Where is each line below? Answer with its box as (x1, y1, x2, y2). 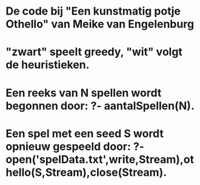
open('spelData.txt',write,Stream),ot (5, 152, 195, 166)
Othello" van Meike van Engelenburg (5, 17, 195, 31)
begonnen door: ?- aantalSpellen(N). (5, 99, 195, 113)
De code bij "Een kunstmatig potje (5, 4, 181, 18)
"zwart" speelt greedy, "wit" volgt (5, 45, 183, 59)
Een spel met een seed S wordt (5, 127, 164, 141)
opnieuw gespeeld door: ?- (5, 139, 145, 153)
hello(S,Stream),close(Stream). (5, 166, 167, 179)
